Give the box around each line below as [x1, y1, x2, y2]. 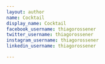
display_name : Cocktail [6, 20, 67, 26]
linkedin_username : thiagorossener [6, 43, 97, 49]
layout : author [6, 9, 45, 15]
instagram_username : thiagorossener [6, 37, 99, 43]
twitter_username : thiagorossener [6, 32, 94, 38]
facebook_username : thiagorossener [6, 26, 97, 32]
